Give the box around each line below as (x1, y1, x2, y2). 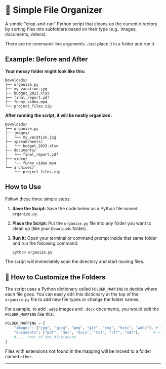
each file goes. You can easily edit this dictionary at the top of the (5, 291, 139, 297)
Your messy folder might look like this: (5, 68, 85, 74)
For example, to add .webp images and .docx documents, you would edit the (5, 306, 159, 312)
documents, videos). (5, 31, 47, 37)
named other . (5, 353, 33, 359)
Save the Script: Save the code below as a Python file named (12, 205, 138, 211)
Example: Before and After (5, 55, 88, 64)
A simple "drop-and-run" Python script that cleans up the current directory (5, 21, 158, 27)
